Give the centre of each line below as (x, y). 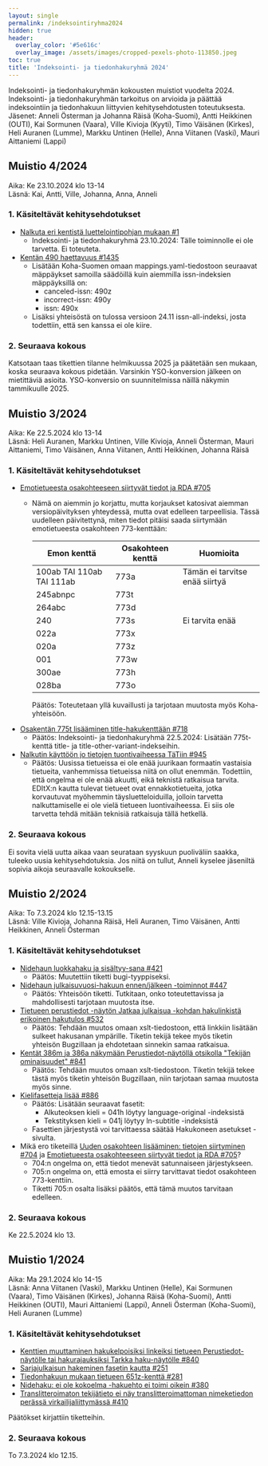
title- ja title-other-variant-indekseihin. (117, 746)
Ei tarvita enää (209, 621)
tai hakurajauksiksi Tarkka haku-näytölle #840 (123, 1360)
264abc (51, 608)
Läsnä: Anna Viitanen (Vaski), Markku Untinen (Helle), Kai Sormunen (120, 1287)
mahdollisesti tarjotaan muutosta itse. (93, 1002)
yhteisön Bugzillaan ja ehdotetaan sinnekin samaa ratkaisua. (130, 1044)
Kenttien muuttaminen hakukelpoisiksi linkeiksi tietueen (110, 1351)
